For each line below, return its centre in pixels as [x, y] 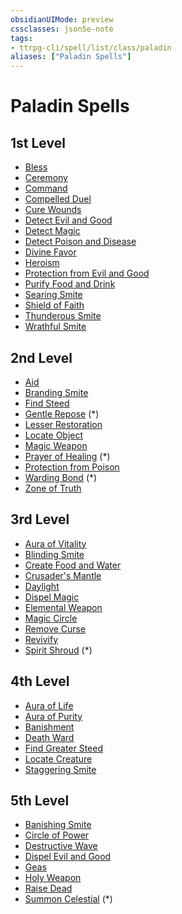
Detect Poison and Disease [80, 242]
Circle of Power [57, 835]
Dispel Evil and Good [68, 857]
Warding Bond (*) [61, 477]
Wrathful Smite [55, 327]
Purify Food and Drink [70, 284]
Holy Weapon [53, 878]
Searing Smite [53, 295]
